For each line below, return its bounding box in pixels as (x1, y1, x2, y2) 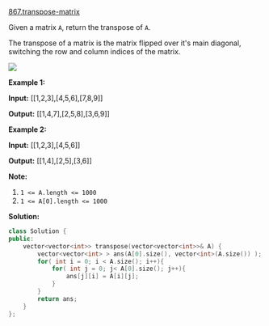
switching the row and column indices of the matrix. (8, 47, 181, 56)
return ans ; (37, 294, 78, 303)
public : (8, 235, 35, 243)
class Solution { (8, 227, 67, 235)
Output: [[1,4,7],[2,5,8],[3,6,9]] (8, 109, 111, 118)
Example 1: (8, 78, 46, 87)
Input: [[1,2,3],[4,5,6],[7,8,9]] (8, 93, 103, 103)
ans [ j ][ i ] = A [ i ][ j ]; (65, 273, 139, 281)
